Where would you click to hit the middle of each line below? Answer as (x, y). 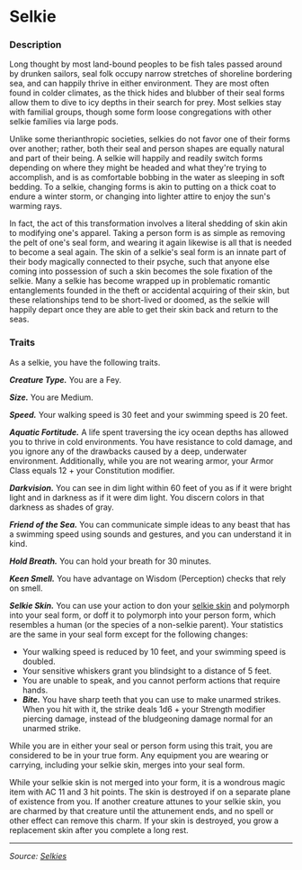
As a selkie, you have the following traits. (85, 362)
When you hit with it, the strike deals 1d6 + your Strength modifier (144, 709)
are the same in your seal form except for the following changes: (129, 634)
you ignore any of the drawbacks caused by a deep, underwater (128, 451)
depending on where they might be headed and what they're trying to (138, 168)
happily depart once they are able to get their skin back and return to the (144, 310)
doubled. (39, 661)
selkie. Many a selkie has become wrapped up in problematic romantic (140, 281)
